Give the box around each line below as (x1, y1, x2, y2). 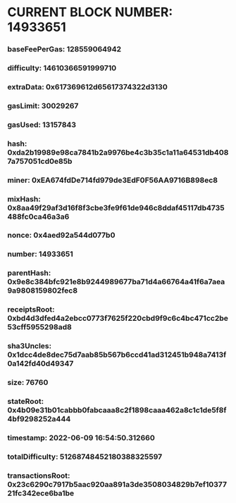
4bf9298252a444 (7, 414, 71, 424)
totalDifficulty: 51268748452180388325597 (7, 452, 163, 461)
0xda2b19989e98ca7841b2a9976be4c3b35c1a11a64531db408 (7, 147, 229, 157)
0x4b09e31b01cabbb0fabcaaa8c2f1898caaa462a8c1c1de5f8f (7, 405, 227, 415)
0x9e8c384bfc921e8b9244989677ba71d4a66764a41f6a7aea (7, 277, 225, 287)
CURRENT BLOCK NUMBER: (7, 4, 173, 20)
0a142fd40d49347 (7, 359, 74, 369)
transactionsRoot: (7, 471, 70, 480)
